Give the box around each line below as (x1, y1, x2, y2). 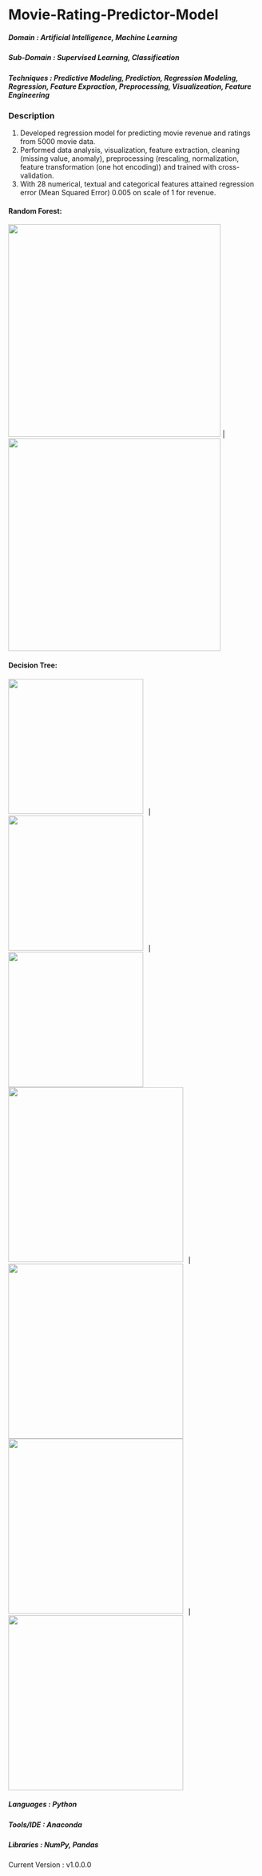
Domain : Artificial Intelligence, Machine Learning (8, 32, 178, 42)
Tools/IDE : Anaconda (8, 1819, 82, 1830)
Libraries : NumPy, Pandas (8, 1840, 99, 1850)
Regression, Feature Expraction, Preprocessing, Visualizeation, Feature (8, 82, 252, 91)
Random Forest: (8, 206, 62, 215)
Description (8, 110, 55, 121)
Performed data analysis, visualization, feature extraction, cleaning (19, 146, 240, 155)
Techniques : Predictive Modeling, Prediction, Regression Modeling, (8, 73, 238, 82)
